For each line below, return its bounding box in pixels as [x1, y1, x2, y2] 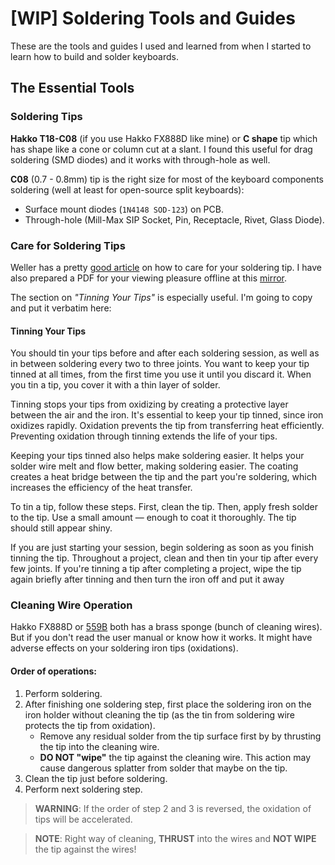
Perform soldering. [24, 687, 103, 699]
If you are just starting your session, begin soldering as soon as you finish [10, 542, 314, 554]
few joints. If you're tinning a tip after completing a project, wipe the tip [10, 563, 302, 575]
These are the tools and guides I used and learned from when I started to [10, 40, 312, 52]
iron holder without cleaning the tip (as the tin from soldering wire [24, 708, 295, 721]
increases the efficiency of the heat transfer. [10, 482, 193, 494]
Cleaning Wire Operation [10, 598, 133, 612]
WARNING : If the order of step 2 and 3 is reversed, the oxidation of [34, 802, 312, 814]
